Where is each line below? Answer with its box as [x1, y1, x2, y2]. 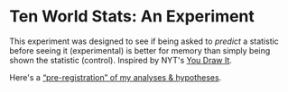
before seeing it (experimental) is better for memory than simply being [9, 45, 271, 55]
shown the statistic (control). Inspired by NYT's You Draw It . [9, 54, 233, 65]
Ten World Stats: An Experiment [9, 6, 255, 27]
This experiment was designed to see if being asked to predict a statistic [9, 36, 280, 46]
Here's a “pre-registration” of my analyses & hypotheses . [9, 71, 222, 82]
